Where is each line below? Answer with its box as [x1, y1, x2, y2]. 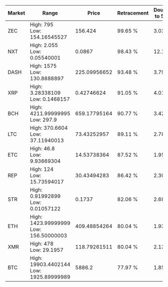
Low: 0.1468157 [29, 96, 70, 102]
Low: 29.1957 [29, 246, 63, 253]
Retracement [117, 10, 149, 17]
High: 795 [29, 21, 54, 28]
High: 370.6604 [29, 125, 68, 131]
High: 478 [29, 240, 54, 247]
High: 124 [29, 166, 54, 172]
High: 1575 [29, 63, 57, 69]
